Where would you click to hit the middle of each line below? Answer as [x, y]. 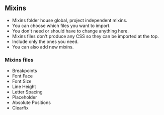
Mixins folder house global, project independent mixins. [70, 20]
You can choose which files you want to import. [61, 25]
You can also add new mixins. [43, 46]
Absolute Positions [31, 102]
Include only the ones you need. [45, 41]
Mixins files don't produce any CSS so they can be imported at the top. [85, 36]
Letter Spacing [27, 92]
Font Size [22, 81]
